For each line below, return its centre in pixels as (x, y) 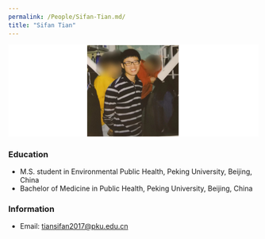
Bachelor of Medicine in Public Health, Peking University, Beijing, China (136, 188)
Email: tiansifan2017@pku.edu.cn (74, 226)
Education (29, 154)
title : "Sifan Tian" (42, 25)
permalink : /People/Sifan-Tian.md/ (67, 17)
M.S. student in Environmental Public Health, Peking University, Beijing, (136, 172)
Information (31, 209)
